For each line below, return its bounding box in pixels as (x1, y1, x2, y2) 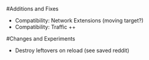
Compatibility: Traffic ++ (14, 24, 76, 30)
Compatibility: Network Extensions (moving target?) (14, 17, 144, 24)
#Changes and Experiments (6, 35, 75, 42)
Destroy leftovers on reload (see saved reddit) (14, 47, 130, 54)
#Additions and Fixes (6, 5, 59, 12)
